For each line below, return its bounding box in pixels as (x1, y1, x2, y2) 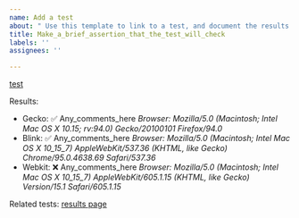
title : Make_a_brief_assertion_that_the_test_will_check (9, 29, 226, 38)
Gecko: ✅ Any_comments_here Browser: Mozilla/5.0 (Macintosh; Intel (21, 113, 278, 124)
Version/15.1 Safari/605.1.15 (21, 181, 122, 192)
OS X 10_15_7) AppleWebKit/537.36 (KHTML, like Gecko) (21, 143, 228, 154)
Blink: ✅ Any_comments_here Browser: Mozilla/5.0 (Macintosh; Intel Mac (21, 133, 291, 144)
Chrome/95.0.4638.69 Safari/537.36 (21, 153, 156, 163)
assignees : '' (9, 46, 62, 55)
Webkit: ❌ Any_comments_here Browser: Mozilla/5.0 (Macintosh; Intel (21, 162, 279, 172)
